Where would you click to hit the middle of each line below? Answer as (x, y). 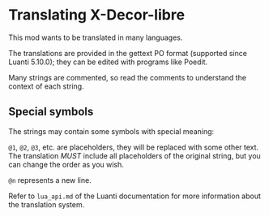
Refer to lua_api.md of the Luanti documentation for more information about (135, 196)
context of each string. (46, 86)
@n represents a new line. (50, 180)
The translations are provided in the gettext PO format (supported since (128, 53)
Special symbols (51, 112)
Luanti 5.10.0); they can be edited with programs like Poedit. (108, 62)
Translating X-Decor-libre (96, 15)
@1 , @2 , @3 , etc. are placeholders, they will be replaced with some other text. (134, 147)
